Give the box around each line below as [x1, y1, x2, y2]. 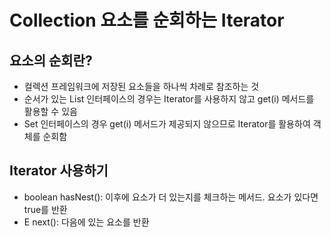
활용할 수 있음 [23, 106, 78, 117]
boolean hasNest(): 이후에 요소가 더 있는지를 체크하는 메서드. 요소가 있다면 [23, 191, 319, 203]
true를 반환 [23, 203, 68, 215]
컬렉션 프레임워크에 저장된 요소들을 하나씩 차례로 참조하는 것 [23, 81, 260, 92]
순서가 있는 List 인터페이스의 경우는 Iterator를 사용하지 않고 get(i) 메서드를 [23, 93, 315, 105]
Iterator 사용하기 [9, 162, 109, 180]
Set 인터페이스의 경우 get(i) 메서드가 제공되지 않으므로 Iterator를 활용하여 [23, 118, 311, 130]
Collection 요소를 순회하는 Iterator [9, 9, 285, 32]
